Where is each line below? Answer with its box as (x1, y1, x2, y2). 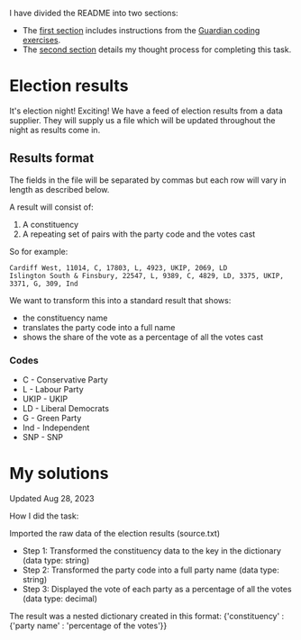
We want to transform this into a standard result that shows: (9, 294, 232, 305)
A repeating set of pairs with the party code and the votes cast (22, 229, 256, 239)
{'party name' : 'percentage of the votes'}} (9, 620, 168, 631)
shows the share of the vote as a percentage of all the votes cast (22, 331, 264, 342)
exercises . (22, 35, 61, 45)
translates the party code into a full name (22, 321, 176, 332)
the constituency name (22, 312, 108, 323)
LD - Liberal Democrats (22, 403, 110, 414)
